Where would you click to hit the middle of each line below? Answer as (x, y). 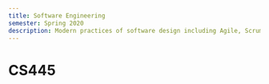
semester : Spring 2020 (46, 23)
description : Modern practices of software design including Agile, (125, 30)
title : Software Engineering (57, 16)
